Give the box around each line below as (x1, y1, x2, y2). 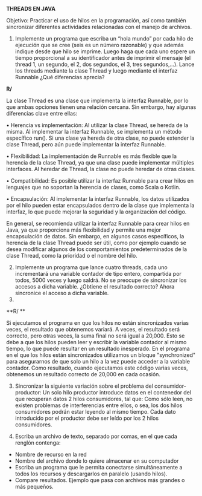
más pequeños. (14, 483, 54, 490)
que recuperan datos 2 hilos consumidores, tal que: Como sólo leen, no (14, 396, 193, 402)
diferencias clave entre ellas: (6, 110, 78, 117)
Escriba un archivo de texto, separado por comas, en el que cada (14, 432, 178, 440)
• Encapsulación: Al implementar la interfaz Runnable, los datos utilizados (6, 195, 190, 202)
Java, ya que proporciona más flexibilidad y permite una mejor (6, 226, 162, 233)
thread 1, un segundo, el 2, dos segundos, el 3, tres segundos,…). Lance (14, 60, 195, 68)
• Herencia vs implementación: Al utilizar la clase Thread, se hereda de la (6, 122, 189, 129)
